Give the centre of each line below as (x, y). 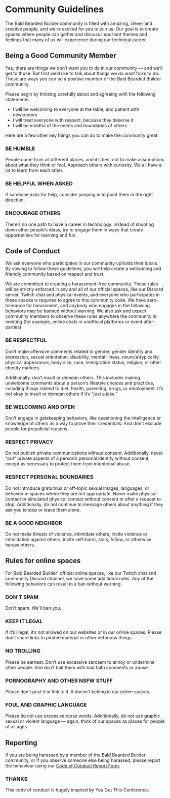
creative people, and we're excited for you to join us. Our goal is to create (82, 28)
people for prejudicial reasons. (37, 429)
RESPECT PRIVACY (29, 442)
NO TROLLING (23, 651)
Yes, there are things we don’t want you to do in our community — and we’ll (84, 68)
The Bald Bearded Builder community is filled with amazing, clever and (79, 23)
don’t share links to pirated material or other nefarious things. (69, 638)
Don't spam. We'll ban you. (33, 608)
